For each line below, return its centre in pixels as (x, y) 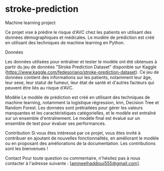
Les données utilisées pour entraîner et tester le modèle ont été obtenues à (81, 61)
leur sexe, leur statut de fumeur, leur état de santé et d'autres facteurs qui (80, 83)
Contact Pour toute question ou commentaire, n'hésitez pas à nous (73, 158)
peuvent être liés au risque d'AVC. (39, 87)
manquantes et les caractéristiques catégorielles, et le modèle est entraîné (81, 113)
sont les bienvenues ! (27, 148)
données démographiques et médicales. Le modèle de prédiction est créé (80, 37)
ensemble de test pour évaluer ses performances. (56, 123)
